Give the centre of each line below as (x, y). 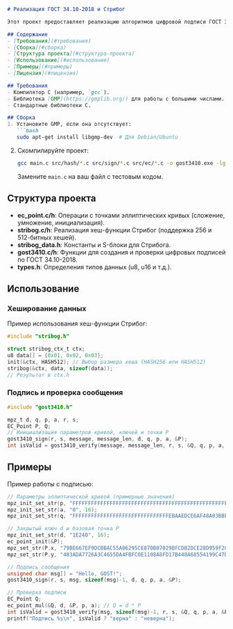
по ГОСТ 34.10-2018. (47, 260)
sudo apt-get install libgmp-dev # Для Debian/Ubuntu (97, 137)
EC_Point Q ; (24, 599)
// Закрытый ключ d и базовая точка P (63, 529)
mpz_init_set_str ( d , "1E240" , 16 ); (59, 535)
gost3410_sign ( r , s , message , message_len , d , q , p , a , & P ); (97, 439)
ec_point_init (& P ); (35, 542)
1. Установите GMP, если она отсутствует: (69, 125)
